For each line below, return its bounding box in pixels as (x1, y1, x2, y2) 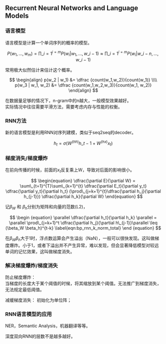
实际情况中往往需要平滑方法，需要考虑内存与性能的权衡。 (5, 104, 122, 110)
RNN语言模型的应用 (5, 310, 52, 317)
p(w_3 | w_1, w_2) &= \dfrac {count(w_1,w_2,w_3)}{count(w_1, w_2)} (14, 82, 152, 88)
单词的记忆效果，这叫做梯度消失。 (5, 248, 75, 254)
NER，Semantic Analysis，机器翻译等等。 (5, 323, 91, 329)
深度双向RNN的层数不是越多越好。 (5, 334, 76, 340)
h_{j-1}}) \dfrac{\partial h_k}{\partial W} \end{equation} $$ (24, 193, 143, 199)
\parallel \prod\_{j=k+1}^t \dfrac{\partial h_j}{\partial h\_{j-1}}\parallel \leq (9, 220, 158, 226)
